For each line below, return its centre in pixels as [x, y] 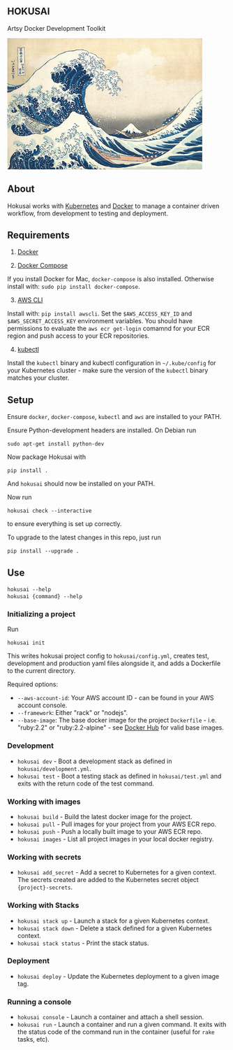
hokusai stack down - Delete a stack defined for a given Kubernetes [114, 928]
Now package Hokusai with [46, 457]
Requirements [38, 235]
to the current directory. [42, 671]
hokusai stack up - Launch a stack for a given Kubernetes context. [113, 921]
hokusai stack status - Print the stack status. [83, 943]
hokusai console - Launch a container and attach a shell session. [111, 1017]
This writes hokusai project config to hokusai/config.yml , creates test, [108, 656]
